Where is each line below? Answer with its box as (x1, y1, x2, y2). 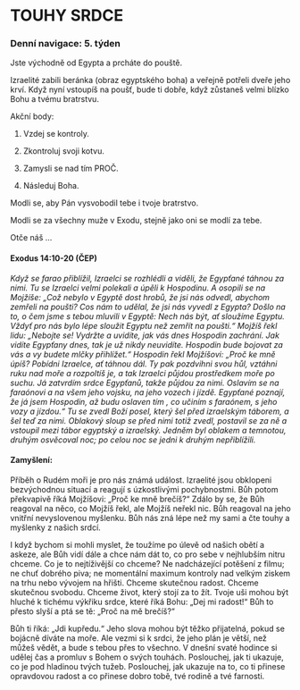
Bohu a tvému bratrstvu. (10, 94, 99, 105)
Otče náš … (10, 232, 53, 243)
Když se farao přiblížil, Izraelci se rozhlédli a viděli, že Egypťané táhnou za (10, 273, 285, 283)
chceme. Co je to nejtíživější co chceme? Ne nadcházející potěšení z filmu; (10, 558, 285, 568)
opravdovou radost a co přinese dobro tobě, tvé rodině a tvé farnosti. (10, 670, 265, 681)
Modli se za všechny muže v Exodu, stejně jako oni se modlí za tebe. (10, 215, 262, 226)
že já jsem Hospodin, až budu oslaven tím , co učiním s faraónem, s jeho (10, 396, 278, 407)
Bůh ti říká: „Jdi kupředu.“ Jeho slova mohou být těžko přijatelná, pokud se (10, 623, 285, 634)
